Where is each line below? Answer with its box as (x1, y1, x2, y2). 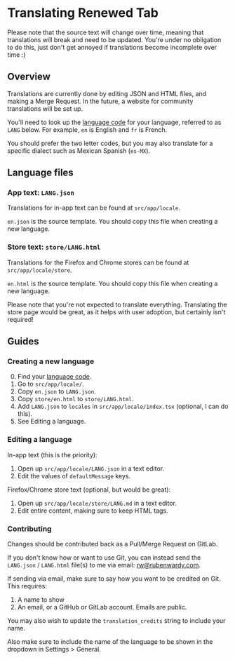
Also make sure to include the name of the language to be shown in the (7, 638, 213, 646)
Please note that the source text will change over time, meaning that (7, 28, 204, 36)
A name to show (17, 595, 65, 604)
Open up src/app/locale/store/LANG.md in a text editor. (17, 499, 177, 507)
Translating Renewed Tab (7, 5, 159, 21)
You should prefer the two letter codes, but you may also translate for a (7, 139, 213, 147)
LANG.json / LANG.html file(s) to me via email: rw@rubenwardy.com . (7, 561, 201, 570)
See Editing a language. (17, 417, 86, 426)
